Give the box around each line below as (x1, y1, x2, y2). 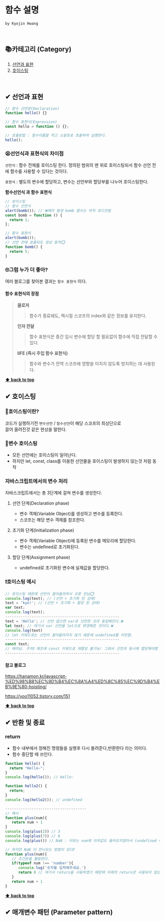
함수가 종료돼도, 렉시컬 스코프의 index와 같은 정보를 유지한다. (29, 313, 147, 319)
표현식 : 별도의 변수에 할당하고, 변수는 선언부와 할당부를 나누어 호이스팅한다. (5, 179, 149, 185)
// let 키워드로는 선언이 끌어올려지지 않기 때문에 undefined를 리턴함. (5, 632, 134, 637)
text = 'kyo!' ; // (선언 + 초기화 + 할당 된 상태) (5, 600, 101, 605)
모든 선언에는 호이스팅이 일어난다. (12, 452, 77, 458)
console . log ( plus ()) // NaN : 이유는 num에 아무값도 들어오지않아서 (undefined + (5, 838, 161, 843)
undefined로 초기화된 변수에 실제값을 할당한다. (19, 565, 110, 571)
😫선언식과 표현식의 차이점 (5, 150, 64, 157)
